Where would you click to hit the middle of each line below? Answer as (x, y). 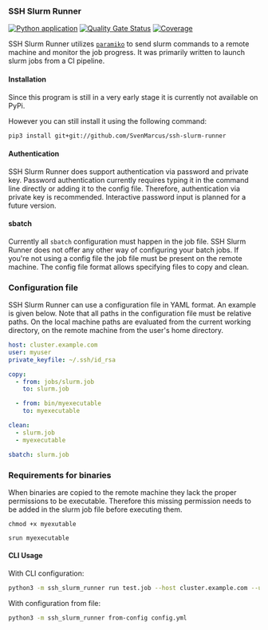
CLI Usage (26, 556)
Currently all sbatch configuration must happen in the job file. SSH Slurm (127, 241)
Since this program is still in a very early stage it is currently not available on (133, 97)
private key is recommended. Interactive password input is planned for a (127, 196)
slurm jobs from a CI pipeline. (57, 61)
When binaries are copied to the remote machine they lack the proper (122, 492)
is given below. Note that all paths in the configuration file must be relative (130, 314)
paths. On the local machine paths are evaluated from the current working (130, 322)
